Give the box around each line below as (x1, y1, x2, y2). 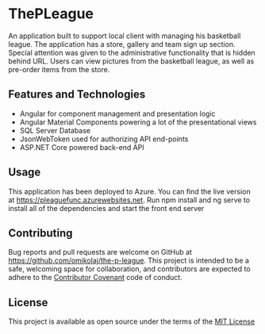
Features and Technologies (8, 88, 146, 102)
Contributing (8, 226, 73, 240)
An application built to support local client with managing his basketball (8, 31, 241, 40)
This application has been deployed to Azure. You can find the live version (8, 186, 252, 196)
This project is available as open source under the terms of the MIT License (8, 317, 255, 326)
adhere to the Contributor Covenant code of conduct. (8, 273, 182, 282)
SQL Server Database (19, 125, 91, 135)
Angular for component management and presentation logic (19, 109, 216, 118)
